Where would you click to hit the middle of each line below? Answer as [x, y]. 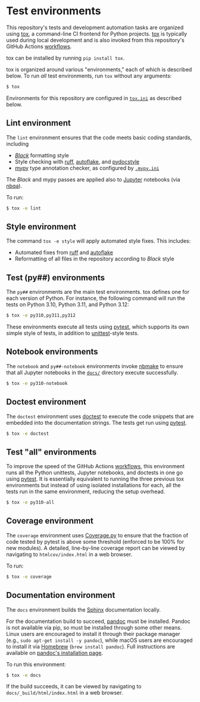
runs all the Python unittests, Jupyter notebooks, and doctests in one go [95, 473]
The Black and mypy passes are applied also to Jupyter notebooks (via [93, 179]
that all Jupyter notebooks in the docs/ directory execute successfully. [92, 372]
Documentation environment [61, 595]
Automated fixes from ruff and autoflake [64, 253]
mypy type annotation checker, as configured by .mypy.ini [87, 168]
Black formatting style [42, 155]
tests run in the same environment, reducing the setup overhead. [86, 491]
